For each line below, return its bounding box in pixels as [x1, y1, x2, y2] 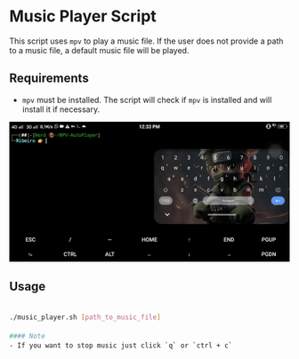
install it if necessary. [21, 104, 101, 115]
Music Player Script [9, 6, 158, 27]
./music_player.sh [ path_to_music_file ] [9, 313, 162, 322]
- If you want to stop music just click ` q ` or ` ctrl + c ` [9, 341, 233, 350]
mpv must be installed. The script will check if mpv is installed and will [21, 94, 272, 105]
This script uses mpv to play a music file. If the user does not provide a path [9, 36, 284, 46]
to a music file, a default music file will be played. [9, 44, 190, 55]
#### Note [9, 331, 46, 341]
